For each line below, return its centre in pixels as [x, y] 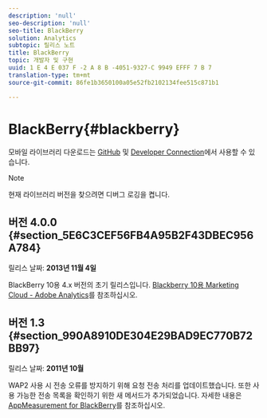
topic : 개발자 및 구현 [41, 61]
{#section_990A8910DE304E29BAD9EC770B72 [131, 335]
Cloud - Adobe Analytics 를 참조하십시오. [73, 295]
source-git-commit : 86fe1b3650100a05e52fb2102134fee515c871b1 [114, 82]
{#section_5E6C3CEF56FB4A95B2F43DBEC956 [131, 235]
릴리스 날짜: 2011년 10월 [46, 368]
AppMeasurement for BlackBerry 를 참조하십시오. [87, 405]
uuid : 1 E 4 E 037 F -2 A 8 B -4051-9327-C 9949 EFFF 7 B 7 [110, 68]
